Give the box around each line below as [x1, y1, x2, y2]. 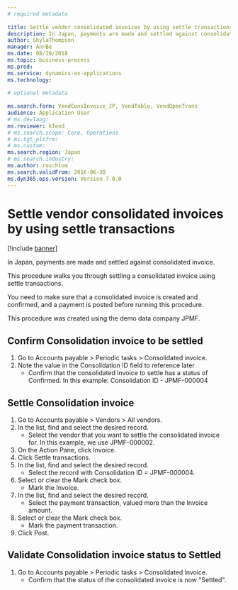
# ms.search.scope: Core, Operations [7, 129, 119, 136]
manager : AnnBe [7, 43, 52, 50]
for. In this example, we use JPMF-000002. [28, 438, 155, 447]
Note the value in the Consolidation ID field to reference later [17, 361, 195, 369]
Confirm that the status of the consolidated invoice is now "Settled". [28, 575, 227, 584]
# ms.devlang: [7, 116, 50, 123]
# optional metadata [7, 89, 69, 96]
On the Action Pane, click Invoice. [17, 446, 116, 455]
